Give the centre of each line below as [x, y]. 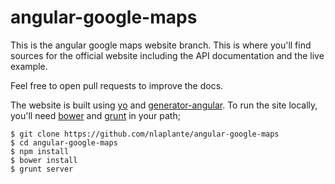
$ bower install [44, 160]
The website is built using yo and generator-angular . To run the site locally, [164, 105]
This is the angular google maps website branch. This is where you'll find [161, 45]
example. [29, 66]
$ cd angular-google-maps [64, 142]
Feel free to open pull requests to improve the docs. [117, 85]
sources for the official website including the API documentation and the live [167, 55]
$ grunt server [42, 169]
